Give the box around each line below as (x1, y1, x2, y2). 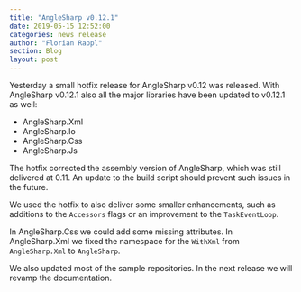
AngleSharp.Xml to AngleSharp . (9, 245, 121, 256)
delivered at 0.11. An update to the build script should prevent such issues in (9, 172, 291, 183)
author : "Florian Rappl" (9, 38, 103, 48)
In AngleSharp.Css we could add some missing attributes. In (9, 226, 233, 237)
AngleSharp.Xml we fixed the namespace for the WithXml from (9, 236, 241, 246)
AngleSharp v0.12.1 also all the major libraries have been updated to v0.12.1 (9, 89, 286, 100)
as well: (9, 99, 38, 109)
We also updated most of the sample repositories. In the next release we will (9, 263, 293, 273)
